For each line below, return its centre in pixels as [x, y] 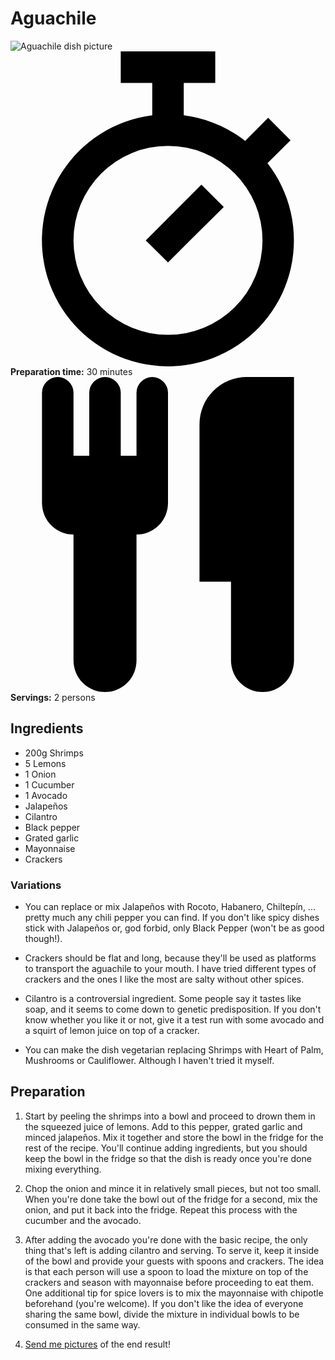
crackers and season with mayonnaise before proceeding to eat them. [169, 1282]
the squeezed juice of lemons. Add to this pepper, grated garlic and [163, 1126]
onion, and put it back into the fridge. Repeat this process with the [161, 1209]
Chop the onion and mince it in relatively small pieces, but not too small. [173, 1188]
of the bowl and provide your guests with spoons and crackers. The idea [174, 1261]
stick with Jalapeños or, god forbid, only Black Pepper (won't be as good [174, 928]
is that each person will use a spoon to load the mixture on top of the [166, 1271]
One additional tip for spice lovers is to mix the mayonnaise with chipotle [174, 1293]
